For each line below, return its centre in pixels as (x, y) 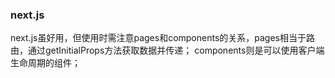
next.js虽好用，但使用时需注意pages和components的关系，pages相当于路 (163, 38)
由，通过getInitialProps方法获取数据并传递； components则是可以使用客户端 (167, 50)
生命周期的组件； (45, 63)
